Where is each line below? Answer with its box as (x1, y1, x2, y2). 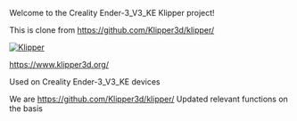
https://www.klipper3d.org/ (9, 60, 110, 69)
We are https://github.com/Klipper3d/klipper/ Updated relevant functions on (9, 93, 288, 104)
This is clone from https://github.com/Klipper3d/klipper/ (9, 25, 215, 35)
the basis (9, 103, 43, 114)
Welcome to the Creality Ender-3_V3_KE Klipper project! (9, 8, 216, 18)
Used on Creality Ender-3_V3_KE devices (9, 77, 161, 87)
